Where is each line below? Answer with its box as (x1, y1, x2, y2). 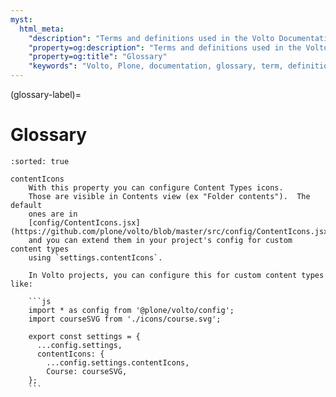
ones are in (28, 209, 78, 219)
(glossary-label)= (10, 89, 82, 100)
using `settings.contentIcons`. (28, 252, 163, 263)
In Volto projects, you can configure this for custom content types (28, 270, 325, 280)
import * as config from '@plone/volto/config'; (28, 305, 235, 315)
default (10, 200, 43, 210)
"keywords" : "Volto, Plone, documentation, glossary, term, (28, 61, 284, 71)
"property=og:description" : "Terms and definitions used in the (28, 42, 302, 53)
